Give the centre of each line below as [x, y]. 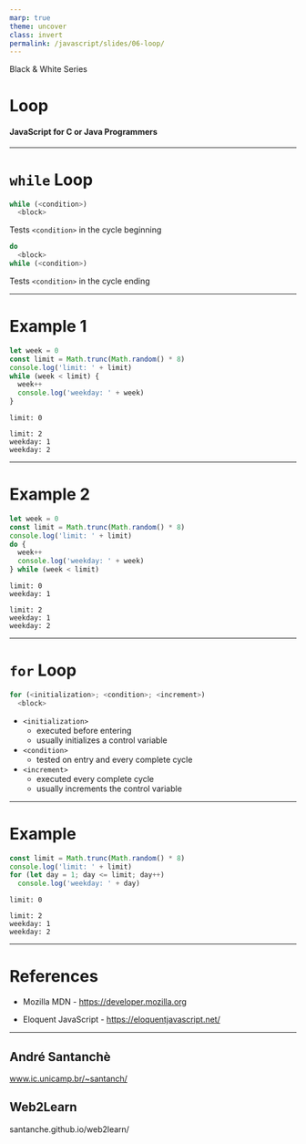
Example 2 [50, 495]
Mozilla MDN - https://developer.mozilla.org [104, 1002]
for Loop [43, 670]
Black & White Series [49, 69]
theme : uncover [38, 26]
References [54, 977]
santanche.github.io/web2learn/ [70, 1129]
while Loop [51, 180]
